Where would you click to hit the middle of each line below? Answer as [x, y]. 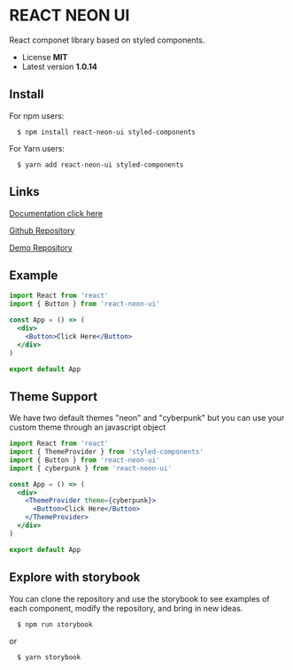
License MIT [45, 57]
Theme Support [54, 397]
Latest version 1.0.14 [59, 66]
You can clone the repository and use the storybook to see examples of [139, 598]
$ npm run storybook [55, 624]
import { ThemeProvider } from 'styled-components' [106, 452]
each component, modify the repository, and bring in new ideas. [126, 608]
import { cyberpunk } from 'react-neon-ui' [91, 468]
